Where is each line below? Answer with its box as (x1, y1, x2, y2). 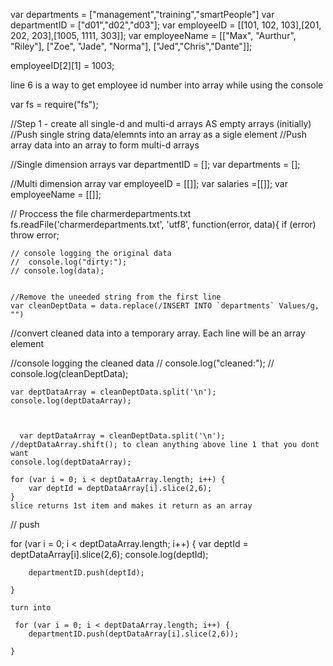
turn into (10, 603, 52, 613)
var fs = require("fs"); (10, 99, 99, 110)
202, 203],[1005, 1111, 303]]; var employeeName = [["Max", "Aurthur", (10, 30, 297, 41)
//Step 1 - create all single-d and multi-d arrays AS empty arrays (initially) (10, 118, 312, 129)
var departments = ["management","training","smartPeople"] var (10, 9, 275, 20)
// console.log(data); (10, 266, 105, 276)
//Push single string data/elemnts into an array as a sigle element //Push (10, 129, 307, 140)
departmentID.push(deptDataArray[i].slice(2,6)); (28, 629, 240, 639)
